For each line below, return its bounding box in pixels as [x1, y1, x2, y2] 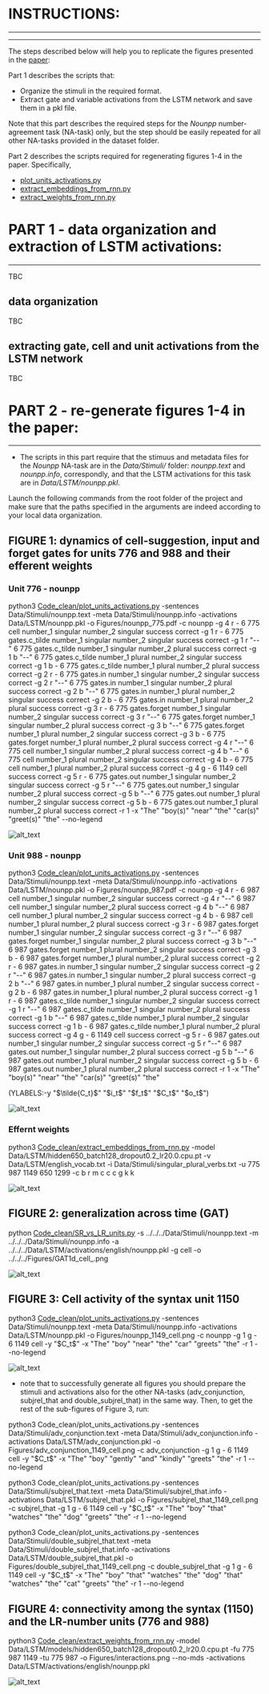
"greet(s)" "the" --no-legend [8, 815, 102, 824]
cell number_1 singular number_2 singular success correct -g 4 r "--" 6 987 [8, 894, 256, 904]
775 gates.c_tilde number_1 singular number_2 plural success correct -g [19, 644, 257, 654]
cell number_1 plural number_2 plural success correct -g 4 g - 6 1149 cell [8, 763, 247, 773]
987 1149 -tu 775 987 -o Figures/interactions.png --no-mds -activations [8, 1653, 246, 1663]
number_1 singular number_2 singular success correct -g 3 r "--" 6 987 [8, 928, 243, 937]
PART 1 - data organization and [8, 221, 217, 239]
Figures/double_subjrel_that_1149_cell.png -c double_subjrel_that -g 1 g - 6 [8, 1562, 254, 1571]
